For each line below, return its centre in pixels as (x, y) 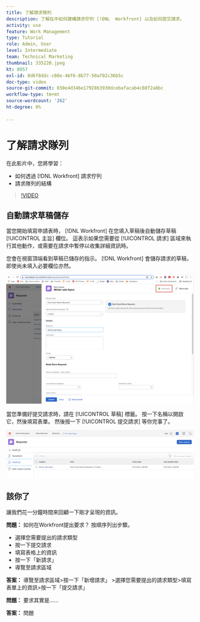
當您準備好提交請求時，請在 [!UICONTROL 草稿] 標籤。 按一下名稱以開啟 (95, 414)
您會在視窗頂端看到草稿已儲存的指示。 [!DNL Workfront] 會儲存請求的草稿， (99, 258)
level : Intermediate (32, 51)
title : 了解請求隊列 (29, 13)
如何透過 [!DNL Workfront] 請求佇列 (58, 175)
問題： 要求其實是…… (32, 600)
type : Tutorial (25, 38)
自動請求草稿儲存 (37, 215)
